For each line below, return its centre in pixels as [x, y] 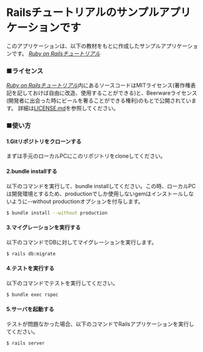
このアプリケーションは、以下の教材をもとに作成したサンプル [84, 46]
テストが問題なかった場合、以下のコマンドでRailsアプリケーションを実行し [100, 324]
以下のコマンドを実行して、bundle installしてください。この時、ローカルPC [101, 186]
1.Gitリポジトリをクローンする [44, 141]
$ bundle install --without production [57, 213]
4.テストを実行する [30, 268]
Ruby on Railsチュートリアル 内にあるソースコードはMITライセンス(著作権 [98, 86]
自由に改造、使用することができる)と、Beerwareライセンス [123, 93]
